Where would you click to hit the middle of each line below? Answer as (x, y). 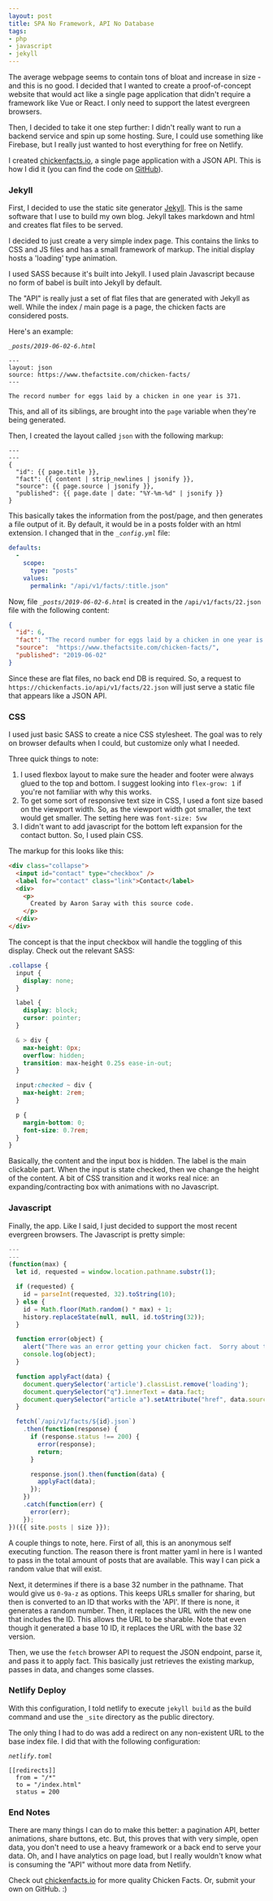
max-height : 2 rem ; (54, 1093)
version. (22, 1636)
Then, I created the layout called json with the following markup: (116, 436)
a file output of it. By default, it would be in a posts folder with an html (125, 524)
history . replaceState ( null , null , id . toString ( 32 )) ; (114, 1317)
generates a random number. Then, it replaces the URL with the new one (130, 1610)
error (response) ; (67, 1444)
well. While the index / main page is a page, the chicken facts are (117, 307)
